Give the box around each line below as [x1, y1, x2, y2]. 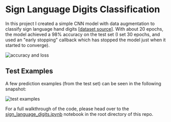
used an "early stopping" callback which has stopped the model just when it [5, 37, 166, 43]
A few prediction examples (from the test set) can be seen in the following [5, 80, 161, 86]
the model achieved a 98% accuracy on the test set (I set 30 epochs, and [5, 31, 160, 37]
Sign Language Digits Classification [5, 4, 160, 15]
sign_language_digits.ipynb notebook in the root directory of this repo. [5, 111, 154, 117]
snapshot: [5, 86, 27, 92]
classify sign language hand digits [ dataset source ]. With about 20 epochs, [5, 26, 164, 32]
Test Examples [5, 67, 53, 76]
